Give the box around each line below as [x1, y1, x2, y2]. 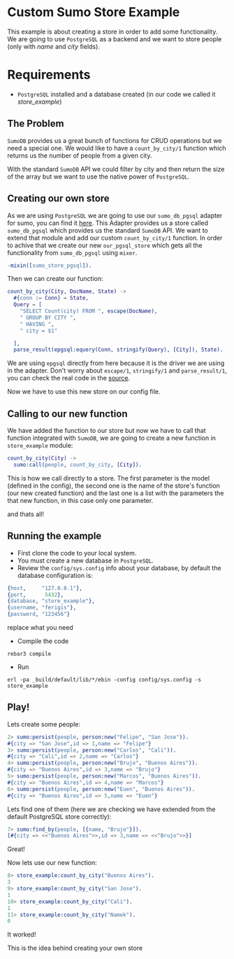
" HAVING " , [20, 320, 54, 328]
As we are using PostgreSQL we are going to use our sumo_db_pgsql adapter [7, 211, 223, 219]
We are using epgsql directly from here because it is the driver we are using [7, 359, 225, 368]
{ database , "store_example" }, [7, 598, 96, 605]
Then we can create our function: [7, 275, 103, 283]
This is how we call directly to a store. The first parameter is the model [7, 474, 210, 482]
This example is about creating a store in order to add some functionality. [7, 27, 218, 36]
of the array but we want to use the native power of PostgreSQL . [7, 172, 190, 181]
